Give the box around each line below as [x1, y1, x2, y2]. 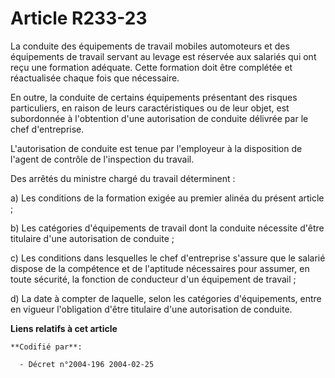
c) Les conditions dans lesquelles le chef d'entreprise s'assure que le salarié [10, 252, 326, 264]
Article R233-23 [10, 7, 148, 30]
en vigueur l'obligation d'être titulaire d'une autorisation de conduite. [10, 303, 293, 315]
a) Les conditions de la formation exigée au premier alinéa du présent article [10, 192, 325, 204]
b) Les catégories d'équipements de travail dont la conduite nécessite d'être [10, 222, 325, 234]
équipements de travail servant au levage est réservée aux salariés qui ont [10, 50, 317, 62]
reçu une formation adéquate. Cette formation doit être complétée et [10, 61, 293, 73]
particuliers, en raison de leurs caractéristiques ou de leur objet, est [10, 102, 290, 114]
